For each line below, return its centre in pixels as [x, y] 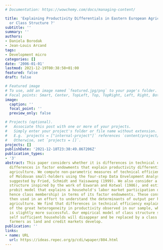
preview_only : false [30, 113]
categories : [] [20, 59]
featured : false [21, 73]
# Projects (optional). [29, 122]
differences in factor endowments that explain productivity [73, 167]
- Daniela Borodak [24, 41]
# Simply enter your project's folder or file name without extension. [81, 131]
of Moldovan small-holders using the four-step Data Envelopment [77, 176]
